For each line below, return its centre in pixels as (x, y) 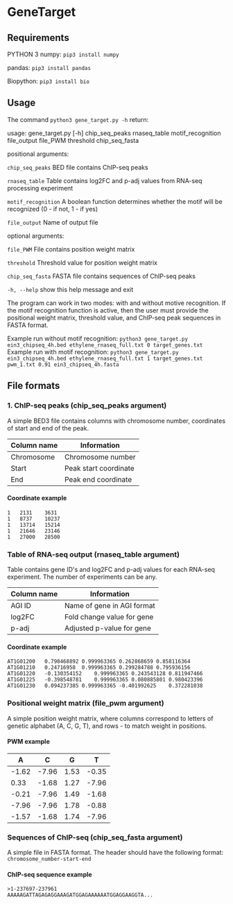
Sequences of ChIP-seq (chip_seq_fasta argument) (95, 837)
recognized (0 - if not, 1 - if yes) (53, 209)
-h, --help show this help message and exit (70, 289)
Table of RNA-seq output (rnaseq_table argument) (94, 554)
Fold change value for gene (109, 617)
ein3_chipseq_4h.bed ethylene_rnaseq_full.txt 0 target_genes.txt (105, 345)
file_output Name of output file (53, 222)
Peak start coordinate (100, 468)
